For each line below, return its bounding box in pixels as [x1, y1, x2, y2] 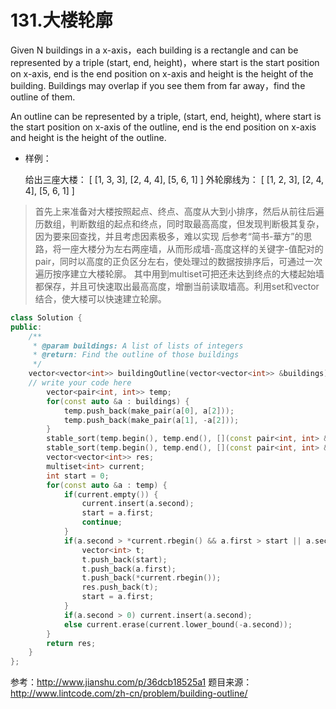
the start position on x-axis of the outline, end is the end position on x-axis [10, 121, 317, 133]
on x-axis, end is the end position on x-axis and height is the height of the [10, 67, 314, 80]
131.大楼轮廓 [10, 9, 113, 32]
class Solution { [10, 312, 83, 323]
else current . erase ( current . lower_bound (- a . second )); [63, 619, 293, 630]
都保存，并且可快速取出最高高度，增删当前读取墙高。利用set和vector [34, 280, 320, 292]
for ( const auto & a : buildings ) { [46, 396, 190, 406]
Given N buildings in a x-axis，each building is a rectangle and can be [10, 44, 299, 56]
